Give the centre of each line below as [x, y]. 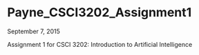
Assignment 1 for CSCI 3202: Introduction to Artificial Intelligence [100, 44]
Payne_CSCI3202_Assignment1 [99, 13]
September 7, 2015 [34, 31]
